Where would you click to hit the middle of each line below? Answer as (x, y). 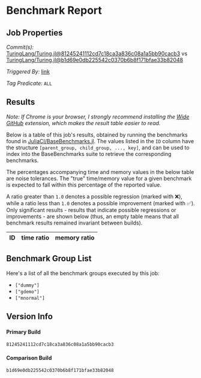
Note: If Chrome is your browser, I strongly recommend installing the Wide (98, 116)
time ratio (35, 237)
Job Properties (34, 33)
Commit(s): (20, 47)
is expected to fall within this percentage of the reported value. (84, 185)
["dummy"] (27, 285)
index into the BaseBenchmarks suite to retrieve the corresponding (89, 153)
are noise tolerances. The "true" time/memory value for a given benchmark (99, 178)
